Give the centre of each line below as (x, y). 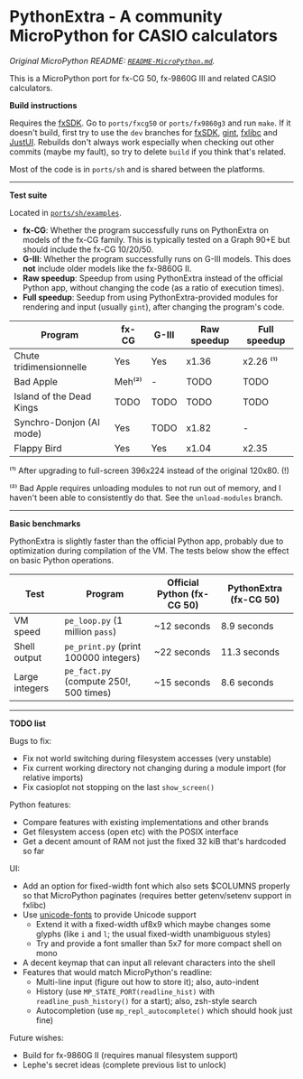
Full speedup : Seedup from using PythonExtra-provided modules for (150, 297)
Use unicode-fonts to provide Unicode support (109, 915)
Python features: (40, 805)
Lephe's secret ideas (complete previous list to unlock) (124, 1065)
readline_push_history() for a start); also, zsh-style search (146, 1000)
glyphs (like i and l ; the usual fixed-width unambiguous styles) (153, 934)
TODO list (28, 723)
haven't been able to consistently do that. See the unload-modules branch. (146, 498)
